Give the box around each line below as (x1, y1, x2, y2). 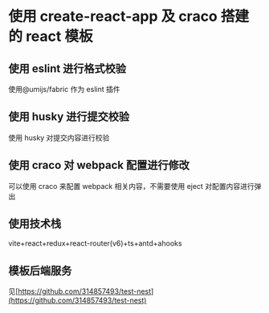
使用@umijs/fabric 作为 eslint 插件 (8, 85, 120, 94)
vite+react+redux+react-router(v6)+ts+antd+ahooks (8, 239, 182, 248)
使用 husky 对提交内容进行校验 (8, 133, 110, 142)
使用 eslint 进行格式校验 (8, 62, 127, 75)
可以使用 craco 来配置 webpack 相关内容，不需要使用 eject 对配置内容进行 (8, 181, 255, 191)
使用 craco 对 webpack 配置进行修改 (8, 159, 190, 172)
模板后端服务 (8, 263, 72, 277)
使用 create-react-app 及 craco (8, 7, 218, 26)
